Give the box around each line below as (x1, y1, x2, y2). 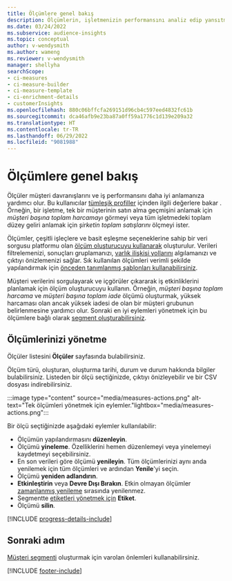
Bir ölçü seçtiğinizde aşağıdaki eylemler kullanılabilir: (7, 421, 157, 430)
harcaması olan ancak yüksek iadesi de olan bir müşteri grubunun (7, 299, 195, 308)
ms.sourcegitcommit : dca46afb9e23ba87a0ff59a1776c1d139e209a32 (7, 113, 193, 120)
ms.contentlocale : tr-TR (7, 126, 79, 133)
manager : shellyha (7, 62, 60, 68)
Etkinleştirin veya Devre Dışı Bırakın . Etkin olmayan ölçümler (17, 479, 191, 488)
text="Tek (7, 400, 36, 409)
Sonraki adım (7, 535, 66, 546)
